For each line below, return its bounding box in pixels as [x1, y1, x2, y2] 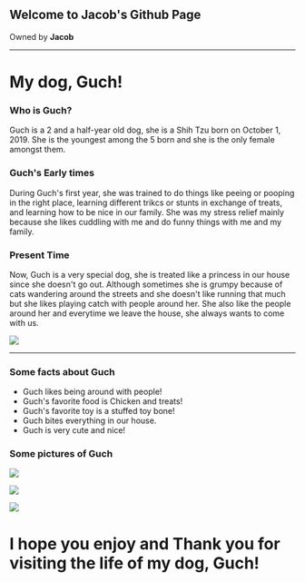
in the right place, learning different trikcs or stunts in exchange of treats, [9, 197, 283, 208]
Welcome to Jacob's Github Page [9, 7, 202, 23]
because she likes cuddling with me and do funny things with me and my [9, 216, 282, 227]
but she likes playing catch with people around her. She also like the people [9, 298, 291, 309]
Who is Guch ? [9, 104, 73, 116]
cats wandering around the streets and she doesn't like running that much [9, 288, 286, 299]
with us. [9, 317, 39, 328]
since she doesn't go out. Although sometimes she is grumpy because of [9, 279, 283, 290]
